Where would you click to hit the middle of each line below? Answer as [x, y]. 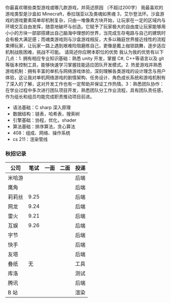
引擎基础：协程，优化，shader [45, 120]
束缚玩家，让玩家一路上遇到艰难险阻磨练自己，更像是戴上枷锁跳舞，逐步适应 [85, 46]
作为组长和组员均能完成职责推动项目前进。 [50, 97]
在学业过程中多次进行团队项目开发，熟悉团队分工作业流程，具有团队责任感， [85, 90]
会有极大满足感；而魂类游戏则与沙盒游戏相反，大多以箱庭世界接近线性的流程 [85, 39]
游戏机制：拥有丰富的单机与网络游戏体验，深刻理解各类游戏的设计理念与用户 [85, 71]
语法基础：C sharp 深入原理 [42, 107]
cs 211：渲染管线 [30, 139]
